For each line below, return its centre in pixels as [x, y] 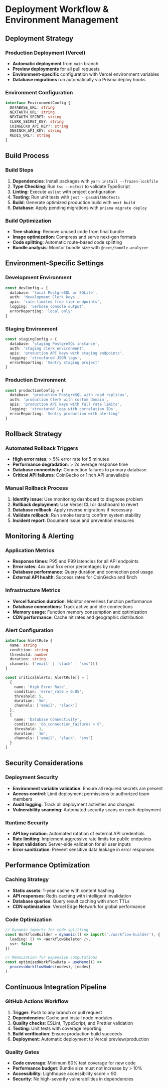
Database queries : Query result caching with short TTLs [71, 901]
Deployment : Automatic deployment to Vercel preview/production [81, 1039]
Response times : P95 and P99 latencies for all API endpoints [75, 561]
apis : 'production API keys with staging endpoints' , [67, 353]
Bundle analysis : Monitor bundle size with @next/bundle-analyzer [80, 248]
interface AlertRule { [29, 640]
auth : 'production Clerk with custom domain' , [59, 400]
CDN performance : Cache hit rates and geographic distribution [78, 617]
